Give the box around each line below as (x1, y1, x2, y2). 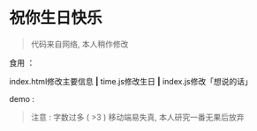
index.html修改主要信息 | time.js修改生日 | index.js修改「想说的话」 (9, 76, 253, 86)
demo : (9, 93, 35, 104)
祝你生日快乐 (9, 8, 103, 28)
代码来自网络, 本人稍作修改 (30, 39, 129, 49)
